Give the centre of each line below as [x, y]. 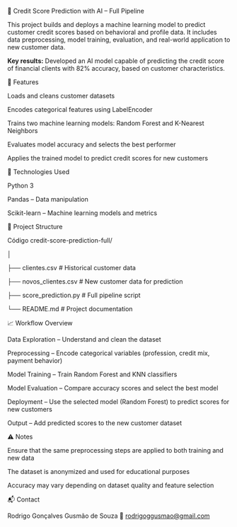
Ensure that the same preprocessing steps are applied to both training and [116, 450]
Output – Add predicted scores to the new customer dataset [95, 423]
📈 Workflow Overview [40, 323]
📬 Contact [24, 499]
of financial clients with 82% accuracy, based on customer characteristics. [116, 68]
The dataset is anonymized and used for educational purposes [98, 471]
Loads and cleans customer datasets [61, 96]
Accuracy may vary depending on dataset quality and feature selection [111, 485]
